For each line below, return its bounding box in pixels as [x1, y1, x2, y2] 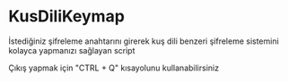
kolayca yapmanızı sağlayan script [8, 45, 135, 55]
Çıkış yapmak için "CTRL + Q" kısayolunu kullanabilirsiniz [8, 62, 220, 73]
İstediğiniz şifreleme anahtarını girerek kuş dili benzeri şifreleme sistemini [8, 36, 279, 46]
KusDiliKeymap [8, 6, 125, 27]
